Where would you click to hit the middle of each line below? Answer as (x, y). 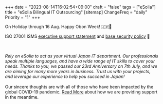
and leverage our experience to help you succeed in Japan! (65, 76)
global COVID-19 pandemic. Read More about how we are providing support (81, 92)
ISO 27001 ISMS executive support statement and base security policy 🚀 (77, 36)
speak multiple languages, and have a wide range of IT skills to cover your (80, 61)
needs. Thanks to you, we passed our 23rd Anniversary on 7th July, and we (81, 66)
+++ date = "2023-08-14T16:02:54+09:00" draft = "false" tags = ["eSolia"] (80, 7)
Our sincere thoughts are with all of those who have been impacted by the (79, 87)
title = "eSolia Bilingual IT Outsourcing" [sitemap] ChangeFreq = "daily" (76, 12)
